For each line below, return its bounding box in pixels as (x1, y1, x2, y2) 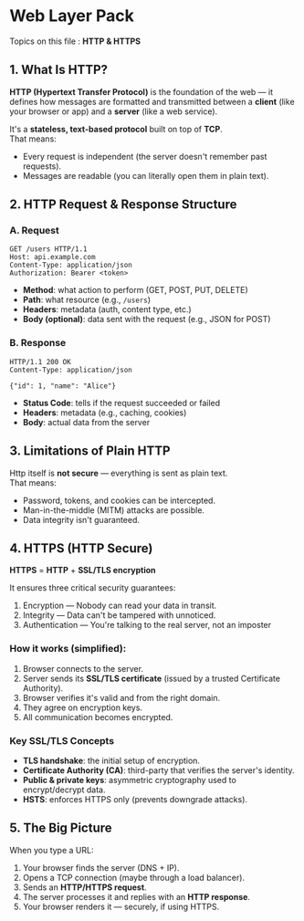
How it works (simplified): (9, 643, 127, 655)
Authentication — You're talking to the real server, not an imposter (22, 620, 272, 631)
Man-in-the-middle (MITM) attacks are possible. (22, 504, 205, 516)
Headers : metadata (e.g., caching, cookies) (22, 407, 187, 418)
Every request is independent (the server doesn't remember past (22, 151, 267, 162)
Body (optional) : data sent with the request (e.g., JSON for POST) (22, 314, 271, 325)
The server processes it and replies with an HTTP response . (22, 891, 251, 902)
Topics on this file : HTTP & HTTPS (9, 36, 142, 47)
